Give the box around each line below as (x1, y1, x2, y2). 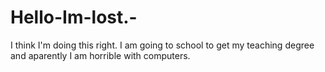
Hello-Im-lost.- (10, 6, 138, 29)
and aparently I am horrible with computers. (10, 49, 191, 61)
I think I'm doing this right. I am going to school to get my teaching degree (10, 39, 315, 51)
